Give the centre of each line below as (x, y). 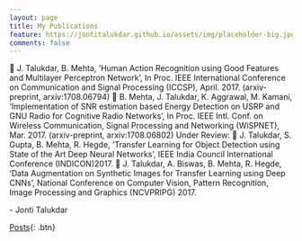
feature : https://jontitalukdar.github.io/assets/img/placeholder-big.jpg (152, 34)
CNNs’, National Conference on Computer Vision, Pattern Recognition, (139, 183)
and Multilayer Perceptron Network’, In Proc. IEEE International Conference (147, 78)
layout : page (34, 18)
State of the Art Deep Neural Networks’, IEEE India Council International (142, 155)
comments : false (40, 43)
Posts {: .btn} (32, 228)
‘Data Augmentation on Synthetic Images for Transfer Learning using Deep (147, 174)
